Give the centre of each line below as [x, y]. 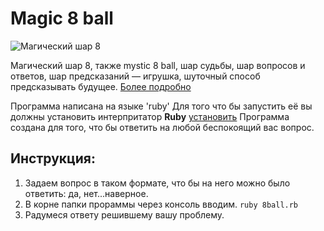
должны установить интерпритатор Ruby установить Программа [150, 116]
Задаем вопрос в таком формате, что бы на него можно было [157, 183]
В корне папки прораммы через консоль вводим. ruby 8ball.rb [161, 204]
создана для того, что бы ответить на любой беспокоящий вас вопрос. [162, 127]
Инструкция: [53, 158]
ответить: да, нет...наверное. [86, 193]
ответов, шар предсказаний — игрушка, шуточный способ [135, 76]
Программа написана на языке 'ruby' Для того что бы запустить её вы [161, 106]
